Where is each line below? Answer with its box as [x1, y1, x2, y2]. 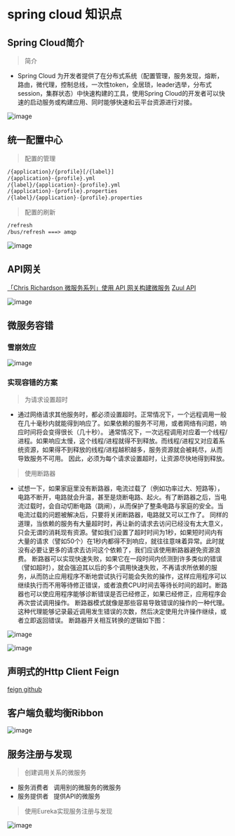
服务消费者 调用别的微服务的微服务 [17, 783, 121, 792]
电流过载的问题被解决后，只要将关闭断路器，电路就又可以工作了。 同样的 [17, 510, 229, 519]
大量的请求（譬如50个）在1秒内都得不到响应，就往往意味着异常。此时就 [17, 536, 224, 545]
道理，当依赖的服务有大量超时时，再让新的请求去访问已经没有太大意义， [17, 519, 227, 528]
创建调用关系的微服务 [24, 768, 86, 777]
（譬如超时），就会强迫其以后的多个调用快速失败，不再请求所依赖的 [17, 563, 212, 571]
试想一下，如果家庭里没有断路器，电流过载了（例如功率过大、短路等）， [17, 483, 224, 493]
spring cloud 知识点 [7, 6, 123, 23]
